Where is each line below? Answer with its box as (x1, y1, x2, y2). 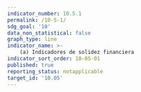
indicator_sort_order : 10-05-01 (7, 55, 100, 62)
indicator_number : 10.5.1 (7, 10, 82, 17)
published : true (7, 62, 54, 68)
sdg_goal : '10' (7, 23, 51, 30)
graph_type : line (7, 36, 57, 43)
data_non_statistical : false (7, 29, 91, 37)
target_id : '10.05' (7, 74, 64, 82)
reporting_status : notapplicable (7, 68, 104, 75)
